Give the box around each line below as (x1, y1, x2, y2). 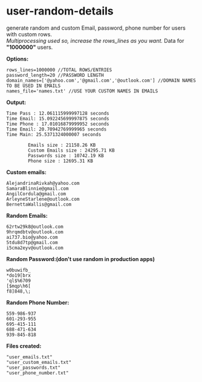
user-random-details (6, 4, 114, 18)
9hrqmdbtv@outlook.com (6, 228, 64, 235)
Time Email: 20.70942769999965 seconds (6, 126, 107, 132)
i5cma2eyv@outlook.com (6, 245, 64, 251)
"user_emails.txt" (6, 354, 53, 360)
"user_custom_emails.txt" (6, 359, 71, 365)
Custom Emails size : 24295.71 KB (28, 147, 115, 154)
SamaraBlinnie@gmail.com (6, 186, 69, 192)
